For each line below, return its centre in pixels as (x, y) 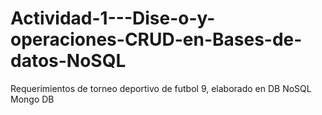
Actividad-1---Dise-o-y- (113, 18)
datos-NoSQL (68, 61)
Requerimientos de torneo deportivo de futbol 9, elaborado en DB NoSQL (161, 88)
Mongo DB (32, 99)
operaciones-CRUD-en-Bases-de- (156, 39)
